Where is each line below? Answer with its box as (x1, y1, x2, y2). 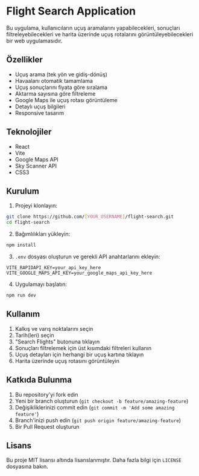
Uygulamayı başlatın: (14, 281, 68, 288)
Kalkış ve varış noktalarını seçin (14, 325, 93, 332)
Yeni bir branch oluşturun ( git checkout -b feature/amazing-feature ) (14, 397, 189, 405)
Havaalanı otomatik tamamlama (14, 77, 93, 84)
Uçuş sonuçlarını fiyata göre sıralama (14, 83, 107, 91)
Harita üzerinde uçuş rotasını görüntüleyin (14, 357, 119, 364)
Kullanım (6, 309, 40, 319)
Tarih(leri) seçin (14, 331, 54, 339)
